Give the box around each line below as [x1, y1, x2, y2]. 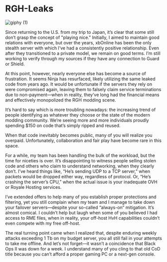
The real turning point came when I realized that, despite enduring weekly [5, 230, 157, 236]
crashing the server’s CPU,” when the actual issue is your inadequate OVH [5, 179, 158, 185]
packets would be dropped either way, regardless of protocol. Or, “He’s [5, 173, 151, 179]
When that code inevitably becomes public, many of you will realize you [5, 132, 153, 138]
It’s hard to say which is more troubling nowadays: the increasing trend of [5, 107, 156, 113]
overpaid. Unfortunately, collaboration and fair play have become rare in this [5, 137, 162, 143]
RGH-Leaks [5, 3, 54, 14]
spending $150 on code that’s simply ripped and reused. [5, 123, 121, 129]
